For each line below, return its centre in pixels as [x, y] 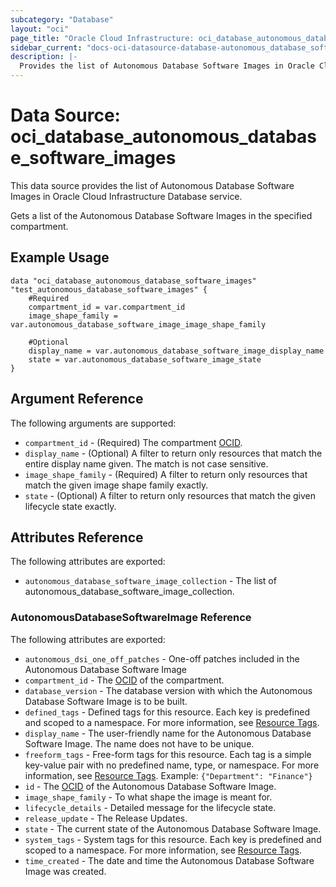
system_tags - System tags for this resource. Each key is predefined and [173, 839]
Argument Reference [77, 399]
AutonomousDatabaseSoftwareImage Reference [131, 618]
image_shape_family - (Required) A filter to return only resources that [166, 474]
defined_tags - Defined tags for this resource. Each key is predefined [167, 712]
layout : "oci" [40, 29]
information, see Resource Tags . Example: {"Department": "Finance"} [168, 775]
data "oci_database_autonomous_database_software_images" [133, 281]
